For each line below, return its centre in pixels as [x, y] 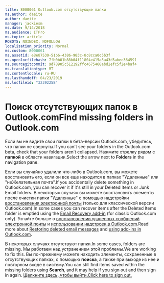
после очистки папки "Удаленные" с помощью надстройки [67, 198]
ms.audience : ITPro [25, 32]
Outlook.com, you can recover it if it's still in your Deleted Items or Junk [77, 187]
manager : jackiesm [24, 23]
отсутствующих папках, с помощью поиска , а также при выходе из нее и [82, 259]
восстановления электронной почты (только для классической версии [80, 203]
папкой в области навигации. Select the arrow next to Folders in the [75, 157]
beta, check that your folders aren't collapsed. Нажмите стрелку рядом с [80, 152]
